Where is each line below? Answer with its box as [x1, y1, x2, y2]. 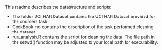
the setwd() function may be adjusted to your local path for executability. [12, 39, 158, 45]
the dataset [12, 29, 35, 34]
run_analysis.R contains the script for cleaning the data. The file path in [12, 34, 155, 40]
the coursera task [12, 19, 48, 24]
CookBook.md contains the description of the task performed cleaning [12, 24, 154, 30]
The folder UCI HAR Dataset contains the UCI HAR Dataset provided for [12, 14, 156, 19]
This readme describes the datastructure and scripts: [5, 4, 112, 10]
